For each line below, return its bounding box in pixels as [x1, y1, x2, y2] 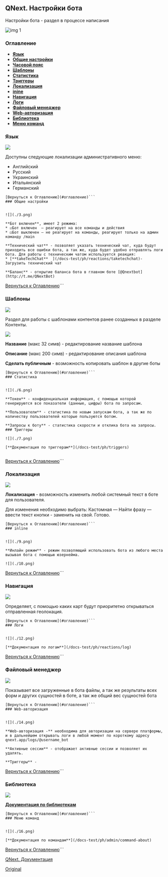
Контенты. [5, 321, 28, 327]
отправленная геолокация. [5, 608, 63, 615]
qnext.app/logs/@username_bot [5, 737, 69, 742]
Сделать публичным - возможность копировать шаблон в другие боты [5, 360, 160, 366]
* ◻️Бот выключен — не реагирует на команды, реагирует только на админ [5, 230, 158, 235]
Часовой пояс [12, 62, 44, 68]
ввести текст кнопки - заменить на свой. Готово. [5, 512, 111, 517]
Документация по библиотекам [5, 802, 76, 808]
